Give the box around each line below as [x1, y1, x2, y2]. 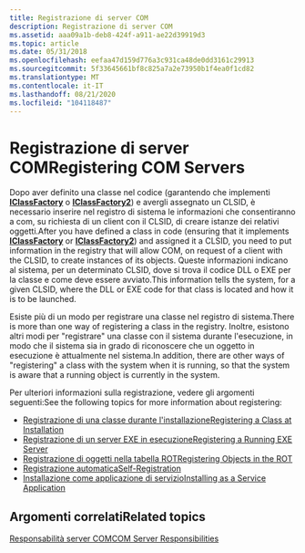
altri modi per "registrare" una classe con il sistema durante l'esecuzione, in [9, 330, 293, 342]
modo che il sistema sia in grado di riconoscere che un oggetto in [9, 340, 255, 351]
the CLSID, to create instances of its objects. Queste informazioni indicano [9, 255, 289, 266]
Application [22, 483, 66, 494]
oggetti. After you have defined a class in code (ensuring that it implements [9, 225, 290, 237]
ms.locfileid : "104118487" [9, 98, 112, 108]
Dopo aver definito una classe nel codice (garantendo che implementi [9, 187, 270, 198]
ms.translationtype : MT [9, 73, 100, 82]
